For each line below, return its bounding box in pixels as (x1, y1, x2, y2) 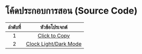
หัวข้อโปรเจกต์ (40, 23, 68, 30)
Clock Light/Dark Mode (26, 40, 82, 47)
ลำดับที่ (8, 23, 21, 30)
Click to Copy (37, 32, 70, 39)
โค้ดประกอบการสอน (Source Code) (5, 5, 138, 17)
